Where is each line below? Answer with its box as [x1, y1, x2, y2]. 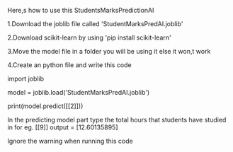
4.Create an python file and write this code [7, 61, 132, 69]
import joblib [7, 74, 45, 83]
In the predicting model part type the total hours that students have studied [7, 116, 227, 124]
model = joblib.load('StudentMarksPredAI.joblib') [7, 88, 150, 96]
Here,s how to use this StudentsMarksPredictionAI [7, 6, 154, 14]
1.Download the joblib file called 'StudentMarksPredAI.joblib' [7, 20, 183, 28]
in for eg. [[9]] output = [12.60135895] [7, 123, 118, 131]
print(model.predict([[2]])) [7, 102, 84, 110]
